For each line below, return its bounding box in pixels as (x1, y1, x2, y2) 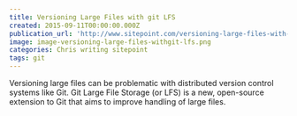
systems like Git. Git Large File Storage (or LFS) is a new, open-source (9, 87, 265, 98)
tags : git (9, 54, 46, 62)
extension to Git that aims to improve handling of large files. (9, 97, 226, 106)
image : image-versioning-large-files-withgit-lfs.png (9, 37, 212, 47)
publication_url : (9, 29, 73, 38)
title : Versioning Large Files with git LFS (9, 12, 176, 22)
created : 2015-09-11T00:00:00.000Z (9, 21, 141, 30)
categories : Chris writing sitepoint (9, 46, 148, 54)
